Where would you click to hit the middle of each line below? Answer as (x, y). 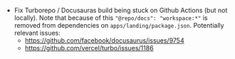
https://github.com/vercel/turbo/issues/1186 (89, 48)
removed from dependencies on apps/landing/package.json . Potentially (119, 25)
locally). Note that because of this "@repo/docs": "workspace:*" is (111, 18)
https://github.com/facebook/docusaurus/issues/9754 (104, 41)
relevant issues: (37, 33)
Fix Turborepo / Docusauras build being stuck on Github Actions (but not (121, 10)
